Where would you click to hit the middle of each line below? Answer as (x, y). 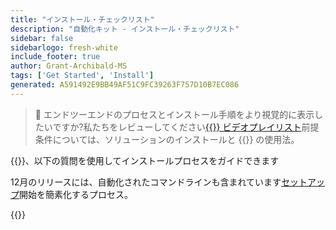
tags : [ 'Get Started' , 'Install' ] (82, 76)
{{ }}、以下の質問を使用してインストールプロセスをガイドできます (145, 160)
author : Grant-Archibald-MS (69, 66)
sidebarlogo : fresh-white (64, 47)
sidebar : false (42, 38)
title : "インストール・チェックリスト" (82, 19)
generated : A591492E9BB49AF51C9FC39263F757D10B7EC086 (125, 85)
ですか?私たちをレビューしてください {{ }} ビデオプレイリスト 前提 (186, 127)
